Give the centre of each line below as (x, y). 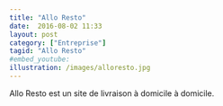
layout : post (34, 34)
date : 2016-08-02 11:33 (56, 26)
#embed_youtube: (40, 59)
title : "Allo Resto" (48, 18)
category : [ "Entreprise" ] (58, 43)
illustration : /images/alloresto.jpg (80, 68)
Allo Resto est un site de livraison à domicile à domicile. (112, 93)
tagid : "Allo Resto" (48, 51)
